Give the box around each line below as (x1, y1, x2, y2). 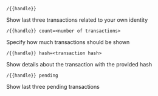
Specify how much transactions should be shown (6, 39, 130, 45)
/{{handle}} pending (6, 72, 59, 78)
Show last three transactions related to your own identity (6, 16, 148, 24)
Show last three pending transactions (6, 83, 100, 90)
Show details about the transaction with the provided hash (6, 61, 153, 68)
